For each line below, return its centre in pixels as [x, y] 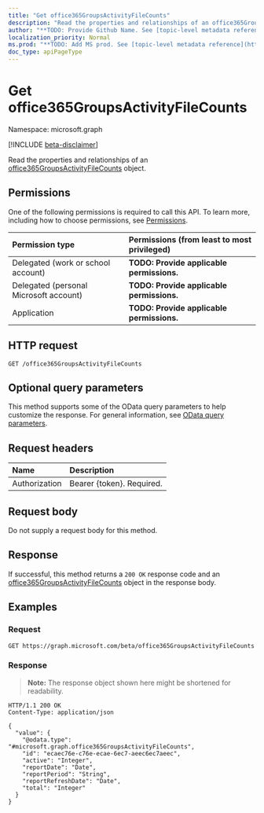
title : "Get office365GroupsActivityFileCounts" [89, 15]
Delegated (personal [50, 285]
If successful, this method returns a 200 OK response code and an [114, 574]
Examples [33, 607]
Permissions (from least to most [190, 239]
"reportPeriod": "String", [66, 774]
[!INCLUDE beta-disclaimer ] [53, 144]
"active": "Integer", [57, 760]
